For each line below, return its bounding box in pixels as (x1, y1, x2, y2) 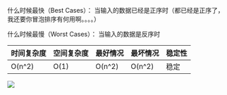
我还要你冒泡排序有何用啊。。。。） (7, 15, 100, 23)
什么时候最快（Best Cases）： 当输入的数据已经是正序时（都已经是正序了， (7, 6, 224, 14)
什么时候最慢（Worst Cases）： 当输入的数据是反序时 (7, 30, 161, 38)
